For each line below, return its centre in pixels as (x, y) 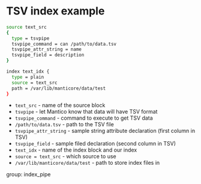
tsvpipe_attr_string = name (47, 49)
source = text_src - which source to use (65, 156)
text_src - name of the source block (60, 105)
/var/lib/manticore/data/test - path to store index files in (87, 163)
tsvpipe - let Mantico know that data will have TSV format (86, 112)
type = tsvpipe (31, 38)
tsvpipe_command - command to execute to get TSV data (84, 118)
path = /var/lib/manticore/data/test (59, 88)
